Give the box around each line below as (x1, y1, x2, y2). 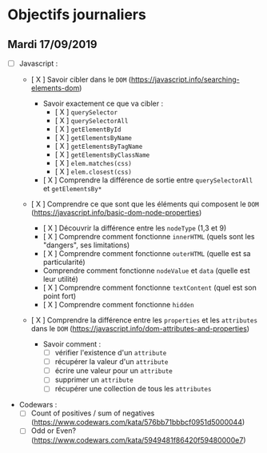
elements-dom (30, 83, 80, 93)
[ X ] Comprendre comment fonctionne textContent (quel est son (42, 283, 257, 293)
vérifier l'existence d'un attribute (54, 348, 167, 358)
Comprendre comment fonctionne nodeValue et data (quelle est (42, 266, 250, 275)
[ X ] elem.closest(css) (54, 166, 133, 177)
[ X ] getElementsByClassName (54, 150, 150, 159)
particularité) (42, 258, 86, 267)
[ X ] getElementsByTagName (54, 142, 143, 151)
